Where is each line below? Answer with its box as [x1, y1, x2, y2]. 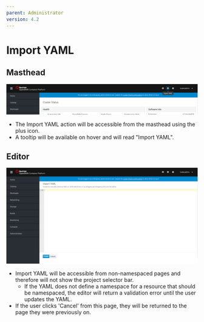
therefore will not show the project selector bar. [15, 276, 134, 284]
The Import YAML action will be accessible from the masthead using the [15, 121, 195, 128]
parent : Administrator [6, 10, 64, 16]
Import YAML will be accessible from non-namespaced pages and [15, 270, 181, 277]
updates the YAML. [24, 296, 72, 303]
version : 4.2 [6, 16, 39, 23]
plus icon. [15, 127, 40, 135]
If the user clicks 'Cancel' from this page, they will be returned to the [15, 302, 187, 310]
